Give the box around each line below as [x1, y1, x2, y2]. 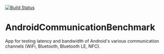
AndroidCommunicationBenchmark [5, 22, 156, 33]
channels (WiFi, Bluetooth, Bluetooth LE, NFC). [5, 43, 101, 49]
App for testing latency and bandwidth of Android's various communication [5, 38, 159, 44]
